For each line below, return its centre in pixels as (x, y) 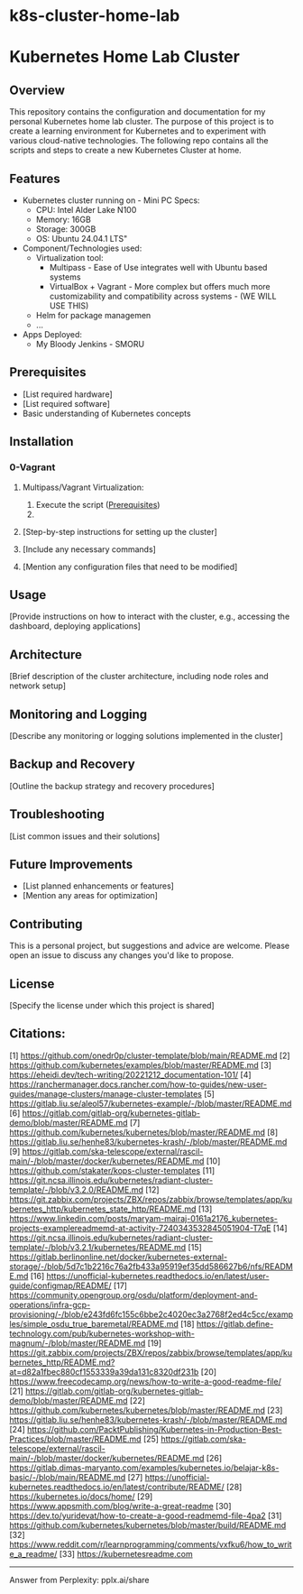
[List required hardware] (67, 394)
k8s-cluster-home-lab (95, 16)
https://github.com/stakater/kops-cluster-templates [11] (112, 1170)
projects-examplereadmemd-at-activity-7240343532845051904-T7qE (140, 1228)
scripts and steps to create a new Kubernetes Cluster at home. (125, 151)
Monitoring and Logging (78, 714)
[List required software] (66, 403)
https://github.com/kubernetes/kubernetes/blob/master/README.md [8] (144, 1132)
